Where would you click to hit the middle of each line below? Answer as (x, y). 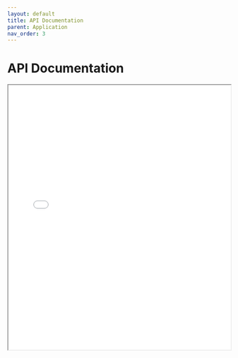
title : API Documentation (45, 20)
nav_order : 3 (26, 34)
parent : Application (38, 27)
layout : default (31, 14)
